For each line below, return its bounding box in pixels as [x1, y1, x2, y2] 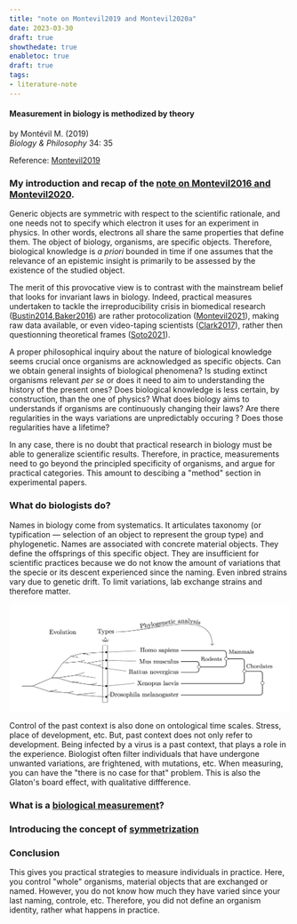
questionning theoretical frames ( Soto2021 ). [9, 330, 171, 340]
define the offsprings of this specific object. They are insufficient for [9, 547, 260, 559]
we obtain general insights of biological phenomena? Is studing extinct [9, 365, 269, 377]
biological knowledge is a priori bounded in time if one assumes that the [9, 246, 274, 257]
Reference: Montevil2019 [9, 155, 100, 165]
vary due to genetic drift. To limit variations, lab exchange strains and [9, 576, 262, 586]
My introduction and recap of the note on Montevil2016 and [9, 177, 271, 189]
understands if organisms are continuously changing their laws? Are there [9, 403, 280, 414]
